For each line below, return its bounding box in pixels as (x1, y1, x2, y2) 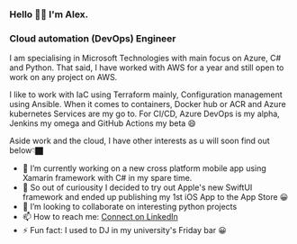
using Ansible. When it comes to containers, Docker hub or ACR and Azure (9, 99, 286, 110)
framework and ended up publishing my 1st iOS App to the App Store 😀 (22, 192, 289, 203)
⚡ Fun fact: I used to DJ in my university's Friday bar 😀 (22, 225, 227, 236)
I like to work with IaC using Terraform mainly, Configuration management (9, 89, 283, 100)
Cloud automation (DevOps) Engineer (9, 32, 177, 44)
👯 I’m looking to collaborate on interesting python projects (22, 202, 238, 212)
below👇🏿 (9, 145, 43, 156)
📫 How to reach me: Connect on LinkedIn (22, 212, 178, 222)
